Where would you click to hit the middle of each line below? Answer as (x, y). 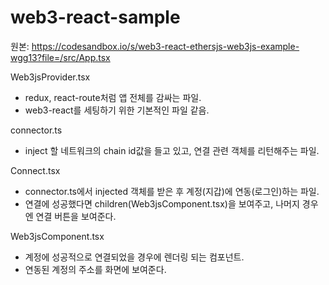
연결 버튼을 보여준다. (76, 216)
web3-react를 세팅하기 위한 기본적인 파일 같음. (117, 110)
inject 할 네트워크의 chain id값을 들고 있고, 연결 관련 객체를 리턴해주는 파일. (172, 150)
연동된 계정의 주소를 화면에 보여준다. (95, 269)
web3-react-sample (95, 17)
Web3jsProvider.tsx (50, 77)
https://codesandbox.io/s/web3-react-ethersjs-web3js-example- (165, 46)
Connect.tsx (35, 170)
